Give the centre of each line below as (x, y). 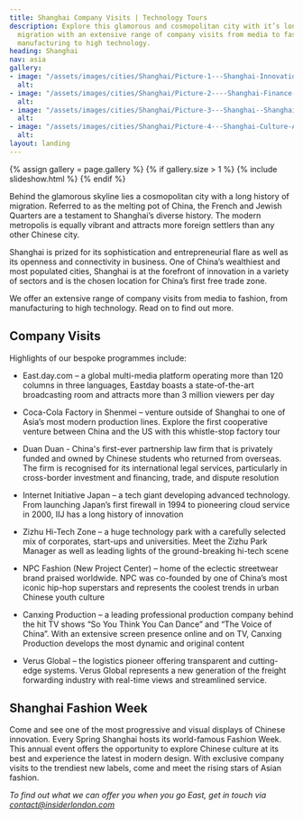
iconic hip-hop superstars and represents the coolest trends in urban (151, 587)
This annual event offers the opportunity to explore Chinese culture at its (144, 749)
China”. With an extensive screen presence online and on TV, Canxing (152, 633)
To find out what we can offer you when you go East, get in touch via (138, 796)
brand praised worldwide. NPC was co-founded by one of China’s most (155, 577)
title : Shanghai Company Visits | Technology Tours (108, 18)
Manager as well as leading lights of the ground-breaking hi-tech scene (156, 550)
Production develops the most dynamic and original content (133, 643)
